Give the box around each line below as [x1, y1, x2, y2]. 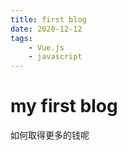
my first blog [10, 95, 118, 118]
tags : [10, 33, 33, 43]
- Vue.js [28, 42, 65, 53]
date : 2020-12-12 [10, 24, 83, 34]
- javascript [28, 52, 83, 62]
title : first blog [10, 14, 87, 25]
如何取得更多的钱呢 [10, 129, 90, 141]
